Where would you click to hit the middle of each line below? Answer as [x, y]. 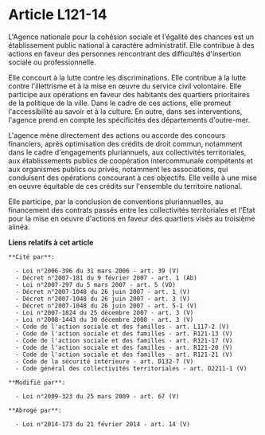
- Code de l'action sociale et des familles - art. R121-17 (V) [124, 340]
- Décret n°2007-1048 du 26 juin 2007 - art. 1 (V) [103, 292]
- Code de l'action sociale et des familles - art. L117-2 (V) [122, 327]
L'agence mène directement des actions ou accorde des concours [117, 135]
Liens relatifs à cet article [51, 242]
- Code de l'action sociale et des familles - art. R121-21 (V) [124, 355]
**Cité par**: [32, 257]
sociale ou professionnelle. [53, 62]
